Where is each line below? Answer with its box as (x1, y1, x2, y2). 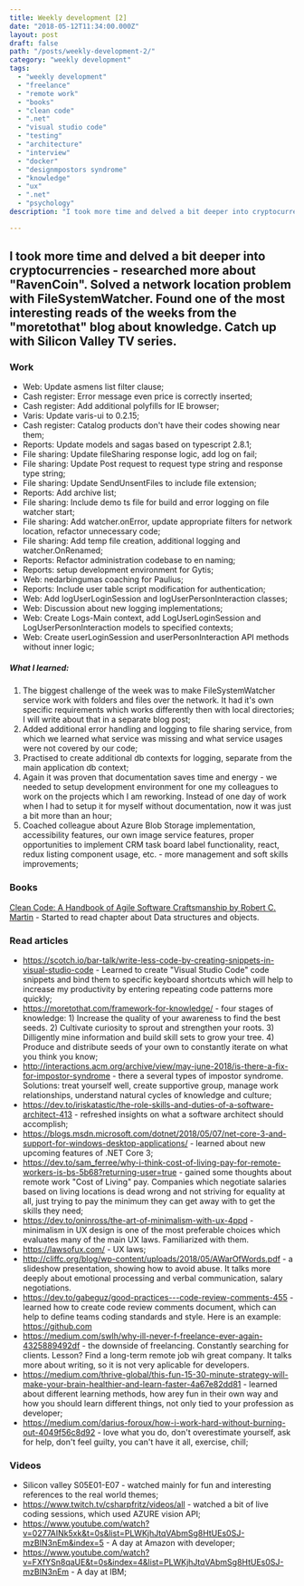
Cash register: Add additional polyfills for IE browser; (22, 401, 220, 412)
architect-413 (22, 1109, 72, 1120)
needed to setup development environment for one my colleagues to (22, 782, 279, 793)
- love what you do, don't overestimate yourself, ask (97, 1427, 291, 1437)
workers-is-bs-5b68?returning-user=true (22, 1167, 177, 1177)
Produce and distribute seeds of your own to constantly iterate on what (22, 1042, 289, 1052)
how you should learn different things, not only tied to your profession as (22, 1398, 294, 1408)
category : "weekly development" (9, 55, 131, 64)
